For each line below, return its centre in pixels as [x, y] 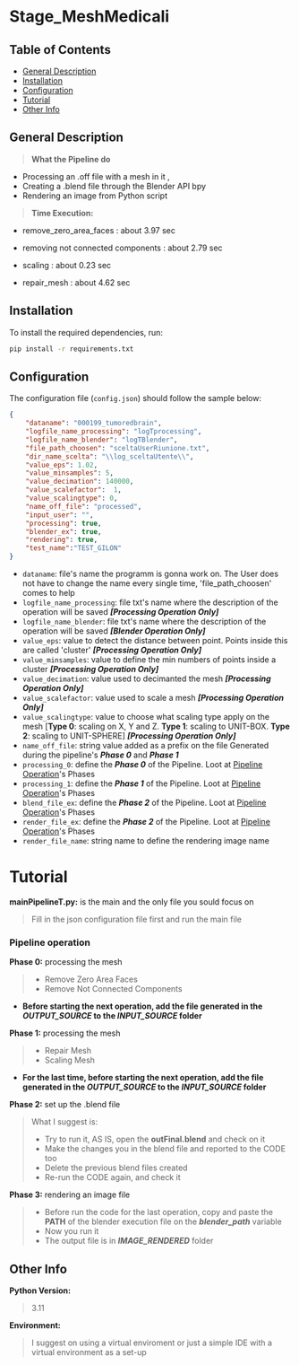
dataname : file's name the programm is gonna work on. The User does [150, 574]
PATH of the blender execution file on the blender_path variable [163, 1221]
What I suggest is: [64, 1122]
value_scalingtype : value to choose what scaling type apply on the [146, 717]
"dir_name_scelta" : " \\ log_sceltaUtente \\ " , [110, 456]
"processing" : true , [64, 523]
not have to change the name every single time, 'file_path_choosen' [147, 583]
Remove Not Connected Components [113, 989]
